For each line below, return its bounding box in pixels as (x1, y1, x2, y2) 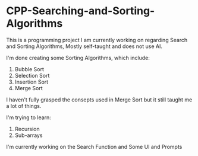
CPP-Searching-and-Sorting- (6, 4, 155, 18)
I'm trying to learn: (6, 114, 52, 121)
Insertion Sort (14, 78, 49, 85)
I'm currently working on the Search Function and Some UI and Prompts (6, 143, 183, 150)
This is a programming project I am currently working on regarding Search (6, 36, 188, 43)
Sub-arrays (14, 132, 43, 139)
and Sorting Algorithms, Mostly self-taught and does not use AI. (6, 43, 162, 50)
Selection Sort (14, 72, 50, 79)
